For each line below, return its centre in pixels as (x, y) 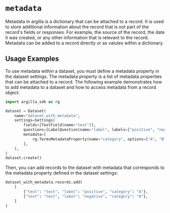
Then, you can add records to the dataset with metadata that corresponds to (85, 167)
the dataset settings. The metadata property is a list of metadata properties (83, 76)
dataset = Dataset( (26, 111)
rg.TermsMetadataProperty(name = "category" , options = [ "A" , (95, 139)
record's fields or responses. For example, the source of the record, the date (85, 32)
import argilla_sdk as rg (32, 102)
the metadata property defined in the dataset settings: (61, 173)
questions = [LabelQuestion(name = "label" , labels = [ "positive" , (89, 130)
